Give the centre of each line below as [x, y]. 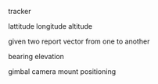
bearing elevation [36, 56]
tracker [20, 11]
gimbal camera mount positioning [62, 72]
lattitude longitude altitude [50, 26]
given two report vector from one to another [79, 41]
